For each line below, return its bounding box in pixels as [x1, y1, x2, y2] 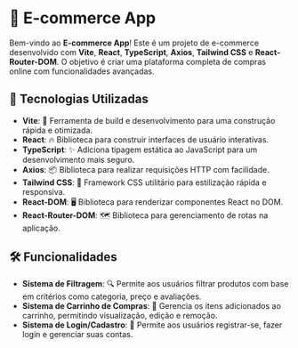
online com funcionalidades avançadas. [9, 66, 155, 77]
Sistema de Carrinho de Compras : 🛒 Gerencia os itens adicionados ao [21, 300, 282, 311]
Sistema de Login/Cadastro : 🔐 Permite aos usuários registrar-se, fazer [21, 320, 283, 330]
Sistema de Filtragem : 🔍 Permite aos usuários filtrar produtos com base [21, 278, 289, 288]
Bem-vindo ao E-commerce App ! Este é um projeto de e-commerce [9, 37, 260, 48]
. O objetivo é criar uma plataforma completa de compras [56, 56, 267, 67]
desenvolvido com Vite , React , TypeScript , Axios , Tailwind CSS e [9, 46, 254, 57]
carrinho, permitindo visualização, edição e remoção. [21, 310, 218, 320]
